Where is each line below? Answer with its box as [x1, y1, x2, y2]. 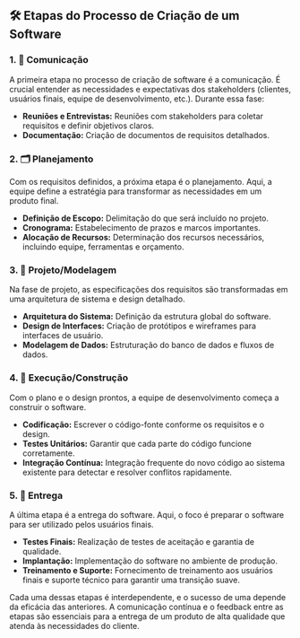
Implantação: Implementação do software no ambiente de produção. [21, 555, 278, 566]
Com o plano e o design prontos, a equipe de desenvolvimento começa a [9, 392, 279, 403]
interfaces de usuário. [21, 330, 104, 341]
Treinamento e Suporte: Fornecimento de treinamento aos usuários [21, 564, 273, 575]
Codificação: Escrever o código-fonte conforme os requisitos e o [21, 419, 265, 430]
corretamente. [21, 448, 75, 459]
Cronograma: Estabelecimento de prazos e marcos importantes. [21, 222, 261, 232]
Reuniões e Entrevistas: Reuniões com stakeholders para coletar [21, 110, 264, 121]
